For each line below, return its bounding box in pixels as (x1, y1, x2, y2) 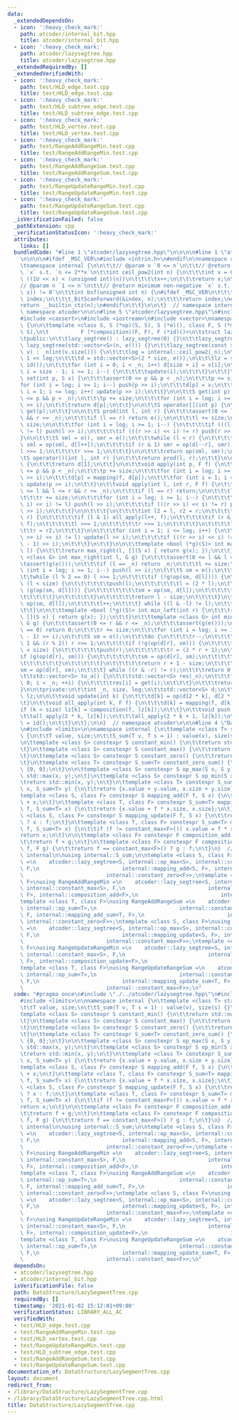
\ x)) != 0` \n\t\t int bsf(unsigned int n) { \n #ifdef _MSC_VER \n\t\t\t (20, 289, 234, 296)
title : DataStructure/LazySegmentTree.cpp (7, 1401, 135, 1409)
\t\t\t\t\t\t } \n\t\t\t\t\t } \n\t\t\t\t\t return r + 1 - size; (20, 660, 205, 667)
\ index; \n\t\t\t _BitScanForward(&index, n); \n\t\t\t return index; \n (20, 295, 231, 303)
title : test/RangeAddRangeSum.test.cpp (20, 169, 139, 177)
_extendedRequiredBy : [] (14, 63, 87, 71)
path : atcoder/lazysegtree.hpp (20, 51, 113, 58)
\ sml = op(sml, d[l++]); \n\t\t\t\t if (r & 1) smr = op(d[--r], (20, 441, 215, 448)
